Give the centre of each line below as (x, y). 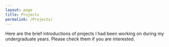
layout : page (19, 10)
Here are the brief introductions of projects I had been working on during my (85, 34)
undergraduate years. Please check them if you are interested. (70, 39)
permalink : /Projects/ (29, 19)
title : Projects (22, 15)
